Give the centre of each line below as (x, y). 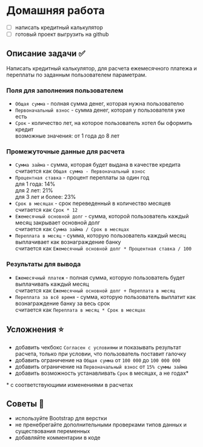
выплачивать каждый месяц (52, 284)
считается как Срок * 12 (46, 210)
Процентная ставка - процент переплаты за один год (82, 178)
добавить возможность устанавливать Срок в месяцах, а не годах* (102, 373)
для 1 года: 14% (35, 184)
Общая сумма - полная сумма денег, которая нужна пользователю (99, 104)
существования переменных (52, 431)
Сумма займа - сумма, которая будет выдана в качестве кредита (98, 165)
